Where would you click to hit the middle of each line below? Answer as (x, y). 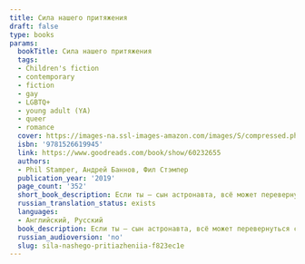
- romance (36, 128)
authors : (34, 161)
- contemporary (46, 77)
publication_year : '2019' (67, 178)
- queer (32, 119)
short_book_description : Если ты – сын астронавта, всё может (138, 195)
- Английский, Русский (60, 220)
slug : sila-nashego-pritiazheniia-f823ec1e (101, 246)
